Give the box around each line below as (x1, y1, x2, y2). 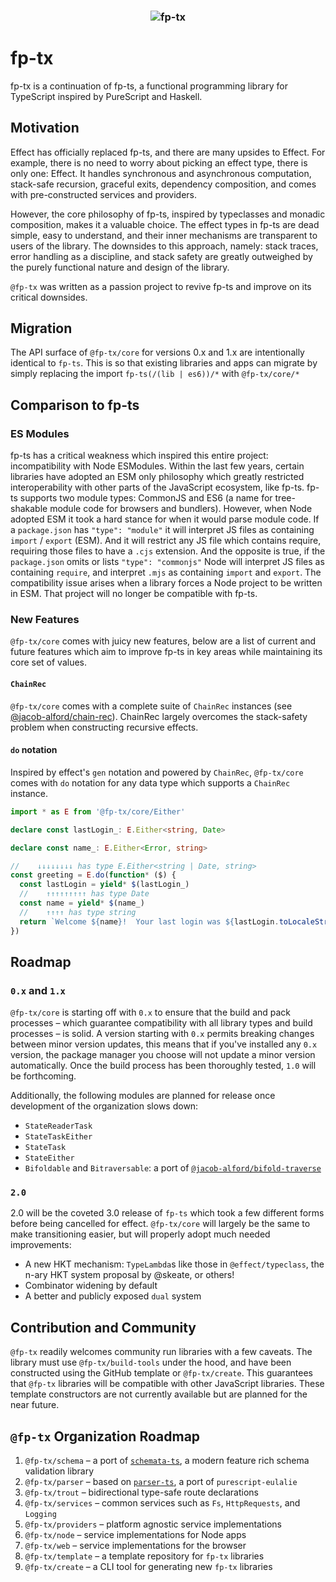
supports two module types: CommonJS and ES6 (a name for (19, 492, 273, 504)
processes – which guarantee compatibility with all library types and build (10, 1017, 313, 1029)
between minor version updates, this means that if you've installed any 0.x (10, 1038, 318, 1050)
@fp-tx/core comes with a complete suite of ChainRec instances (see (10, 700, 293, 712)
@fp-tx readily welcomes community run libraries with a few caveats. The (10, 1346, 313, 1358)
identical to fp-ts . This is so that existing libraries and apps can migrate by (10, 357, 318, 369)
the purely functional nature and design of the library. (10, 261, 230, 273)
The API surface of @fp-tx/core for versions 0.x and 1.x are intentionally (10, 346, 305, 359)
